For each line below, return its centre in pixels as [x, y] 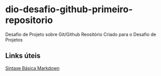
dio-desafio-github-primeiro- [69, 9]
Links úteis [23, 56]
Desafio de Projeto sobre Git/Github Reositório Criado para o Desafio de [81, 34]
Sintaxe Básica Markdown [33, 68]
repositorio [29, 20]
